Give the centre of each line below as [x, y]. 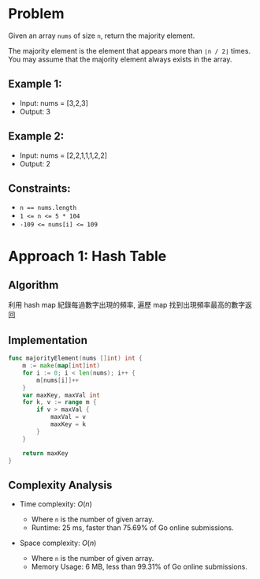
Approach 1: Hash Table [87, 256]
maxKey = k [68, 424]
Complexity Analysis [60, 485]
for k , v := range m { [59, 402]
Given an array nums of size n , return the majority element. [102, 35]
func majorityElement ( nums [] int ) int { [76, 359]
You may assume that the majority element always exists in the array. [120, 59]
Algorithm [33, 285]
